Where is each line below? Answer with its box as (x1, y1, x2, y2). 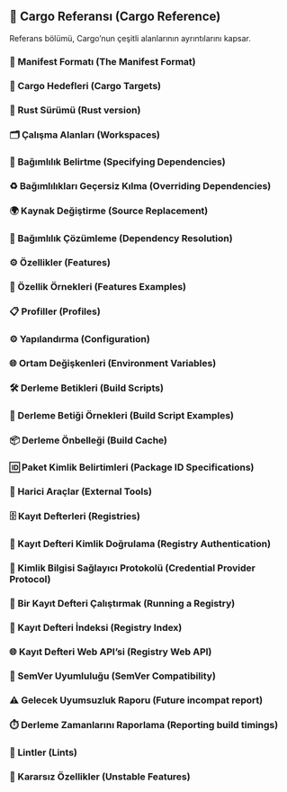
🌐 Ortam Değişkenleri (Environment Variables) (9, 356, 217, 369)
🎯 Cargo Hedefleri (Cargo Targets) (9, 79, 162, 92)
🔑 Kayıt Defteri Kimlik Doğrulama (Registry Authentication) (9, 537, 272, 550)
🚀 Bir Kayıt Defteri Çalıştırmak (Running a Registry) (9, 598, 236, 610)
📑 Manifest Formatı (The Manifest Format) (9, 55, 196, 67)
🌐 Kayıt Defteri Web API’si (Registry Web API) (9, 645, 212, 658)
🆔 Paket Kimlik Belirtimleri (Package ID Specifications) (9, 461, 255, 473)
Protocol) (9, 573, 51, 586)
